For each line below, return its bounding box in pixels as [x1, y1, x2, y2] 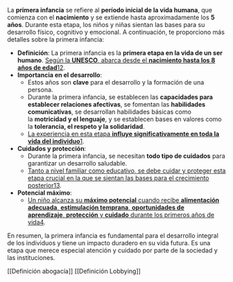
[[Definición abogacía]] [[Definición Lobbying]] [7, 267, 141, 275]
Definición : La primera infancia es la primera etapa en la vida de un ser [17, 49, 223, 57]
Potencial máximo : [17, 188, 72, 197]
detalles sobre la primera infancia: [7, 35, 105, 44]
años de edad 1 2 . [17, 64, 66, 71]
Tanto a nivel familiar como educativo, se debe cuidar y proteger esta [27, 166, 226, 175]
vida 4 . [27, 218, 46, 226]
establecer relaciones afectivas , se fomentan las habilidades [27, 100, 206, 108]
